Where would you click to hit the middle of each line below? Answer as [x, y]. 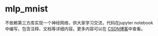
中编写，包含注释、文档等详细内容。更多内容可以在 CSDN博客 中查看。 [75, 29]
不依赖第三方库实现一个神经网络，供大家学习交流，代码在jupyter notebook [79, 23]
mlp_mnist [27, 9]
